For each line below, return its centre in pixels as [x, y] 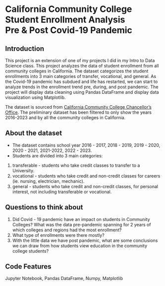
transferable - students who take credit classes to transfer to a [76, 165]
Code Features [28, 267]
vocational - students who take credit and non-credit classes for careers [86, 176]
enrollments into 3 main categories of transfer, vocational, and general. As [81, 76]
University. [23, 170]
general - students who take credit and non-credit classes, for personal [85, 186]
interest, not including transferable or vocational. [62, 192]
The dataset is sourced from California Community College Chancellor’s [79, 107]
